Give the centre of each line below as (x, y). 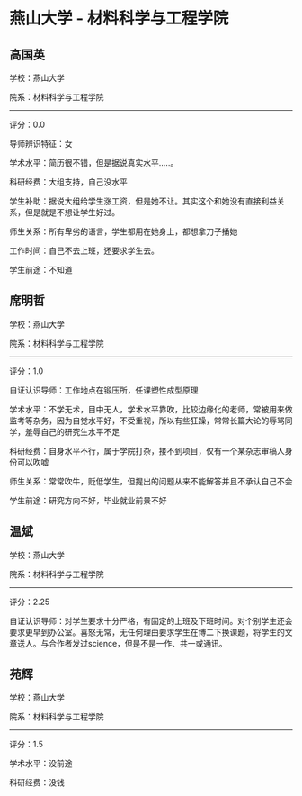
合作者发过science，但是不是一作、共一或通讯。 (138, 643)
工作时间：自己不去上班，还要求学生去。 (84, 250)
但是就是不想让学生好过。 (72, 212)
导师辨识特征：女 (41, 144)
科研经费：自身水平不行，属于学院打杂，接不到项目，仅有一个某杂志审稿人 (147, 450)
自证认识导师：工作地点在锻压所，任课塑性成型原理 (104, 390)
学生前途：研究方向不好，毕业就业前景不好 (88, 500)
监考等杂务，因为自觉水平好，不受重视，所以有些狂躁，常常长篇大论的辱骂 (147, 421)
